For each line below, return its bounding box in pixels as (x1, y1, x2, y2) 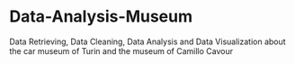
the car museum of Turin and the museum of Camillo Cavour (9, 45, 234, 56)
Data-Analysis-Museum (9, 6, 193, 27)
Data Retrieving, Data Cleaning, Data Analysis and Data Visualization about (9, 36, 286, 47)
